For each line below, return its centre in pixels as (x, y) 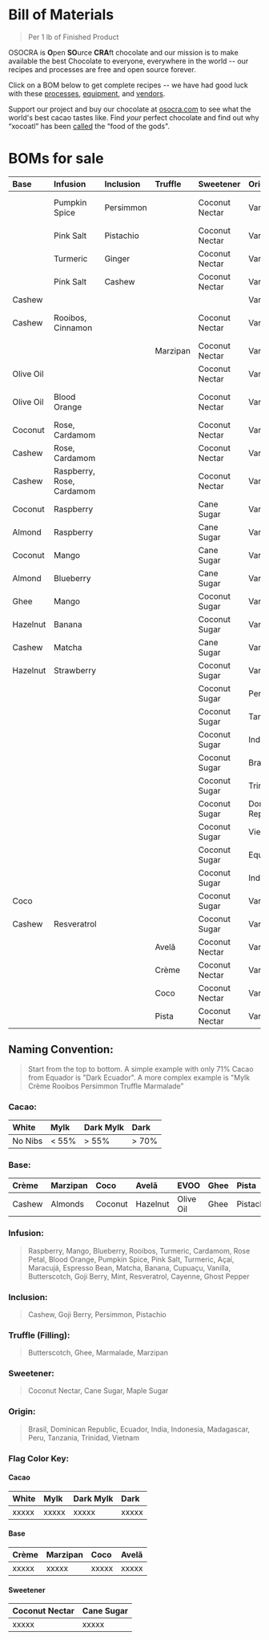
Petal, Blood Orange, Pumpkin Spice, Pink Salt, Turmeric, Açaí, (131, 1259)
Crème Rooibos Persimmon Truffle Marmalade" (106, 1086)
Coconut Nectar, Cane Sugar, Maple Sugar (98, 1391)
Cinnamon (73, 328)
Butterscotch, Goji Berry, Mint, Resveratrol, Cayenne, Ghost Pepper (139, 1276)
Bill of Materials (61, 15)
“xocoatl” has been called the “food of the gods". (89, 126)
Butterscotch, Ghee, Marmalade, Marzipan (98, 1353)
